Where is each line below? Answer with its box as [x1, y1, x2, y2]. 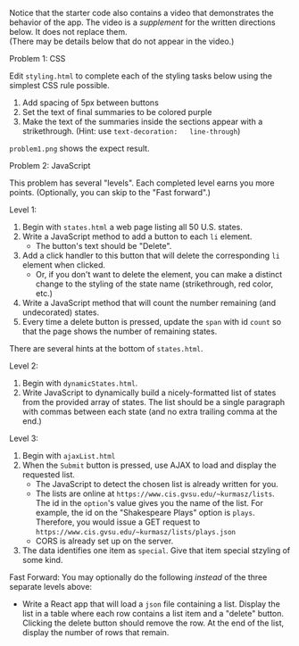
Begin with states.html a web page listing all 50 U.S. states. [21, 222, 244, 232]
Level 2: [9, 360, 38, 371]
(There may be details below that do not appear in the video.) [9, 36, 235, 46]
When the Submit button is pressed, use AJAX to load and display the [21, 460, 277, 470]
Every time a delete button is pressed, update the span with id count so [21, 317, 282, 327]
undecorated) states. [21, 307, 100, 318]
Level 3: [9, 433, 38, 443]
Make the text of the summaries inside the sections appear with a [21, 116, 263, 127]
